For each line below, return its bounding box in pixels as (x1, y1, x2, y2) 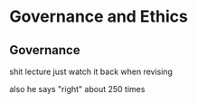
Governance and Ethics (9, 6, 188, 27)
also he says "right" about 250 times (9, 84, 145, 94)
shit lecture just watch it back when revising (9, 66, 174, 77)
